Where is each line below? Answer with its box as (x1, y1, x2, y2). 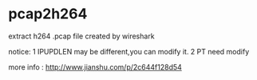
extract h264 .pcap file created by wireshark (8, 31, 155, 41)
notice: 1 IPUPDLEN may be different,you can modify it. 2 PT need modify (8, 46, 250, 56)
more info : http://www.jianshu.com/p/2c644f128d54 (8, 62, 182, 72)
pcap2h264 (8, 5, 88, 23)
